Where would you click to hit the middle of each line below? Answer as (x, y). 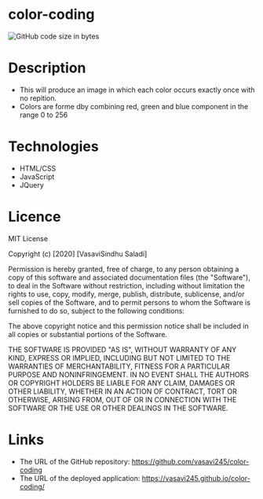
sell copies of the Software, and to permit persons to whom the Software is (130, 302)
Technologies (54, 147)
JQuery (32, 185)
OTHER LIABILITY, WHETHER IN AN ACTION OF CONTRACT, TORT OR (122, 391)
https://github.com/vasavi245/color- (190, 461)
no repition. (38, 98)
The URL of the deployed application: (80, 478)
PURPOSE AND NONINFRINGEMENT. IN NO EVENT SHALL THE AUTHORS (129, 374)
